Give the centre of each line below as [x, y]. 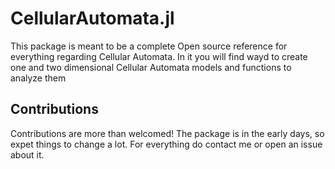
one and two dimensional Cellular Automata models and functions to [151, 67]
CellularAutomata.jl [92, 18]
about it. [27, 154]
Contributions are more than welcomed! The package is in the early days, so [167, 133]
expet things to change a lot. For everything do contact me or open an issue [166, 144]
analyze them [38, 78]
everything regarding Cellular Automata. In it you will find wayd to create [159, 56]
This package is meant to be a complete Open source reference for [149, 46]
